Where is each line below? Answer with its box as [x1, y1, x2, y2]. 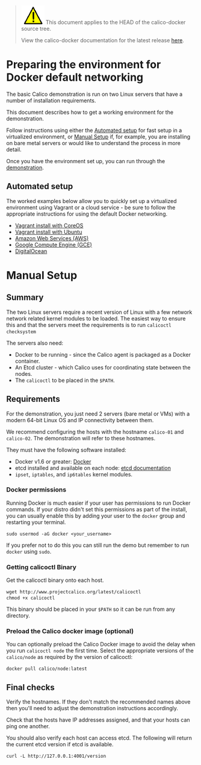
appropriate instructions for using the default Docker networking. [6, 210, 167, 217]
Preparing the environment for [6, 58, 161, 72]
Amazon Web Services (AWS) [14, 234, 89, 242]
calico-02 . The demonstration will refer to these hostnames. [6, 434, 155, 442]
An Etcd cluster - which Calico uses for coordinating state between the [14, 364, 191, 371]
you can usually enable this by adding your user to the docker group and [6, 512, 185, 519]
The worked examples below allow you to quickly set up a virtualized [6, 197, 177, 204]
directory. [6, 612, 30, 619]
